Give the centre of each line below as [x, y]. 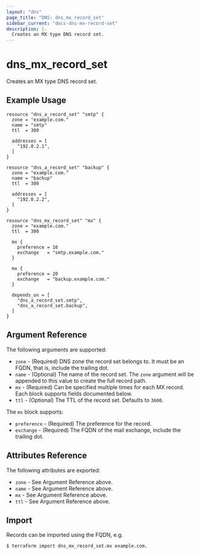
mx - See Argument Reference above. [61, 495]
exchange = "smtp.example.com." [61, 253]
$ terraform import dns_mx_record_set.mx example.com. [77, 546]
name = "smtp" [29, 125]
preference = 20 [38, 274]
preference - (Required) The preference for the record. [83, 423]
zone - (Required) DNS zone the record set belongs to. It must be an [100, 361]
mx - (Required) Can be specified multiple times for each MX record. [100, 387]
